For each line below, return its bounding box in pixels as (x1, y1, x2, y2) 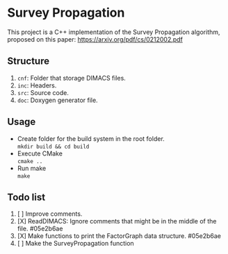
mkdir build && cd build (17, 143, 90, 150)
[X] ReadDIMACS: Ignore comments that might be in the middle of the (17, 217, 217, 226)
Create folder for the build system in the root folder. (17, 134, 165, 143)
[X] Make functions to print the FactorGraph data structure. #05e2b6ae (17, 232, 221, 240)
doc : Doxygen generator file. (17, 96, 99, 104)
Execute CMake (17, 149, 63, 158)
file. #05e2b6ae (17, 224, 63, 233)
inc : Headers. (17, 81, 57, 90)
